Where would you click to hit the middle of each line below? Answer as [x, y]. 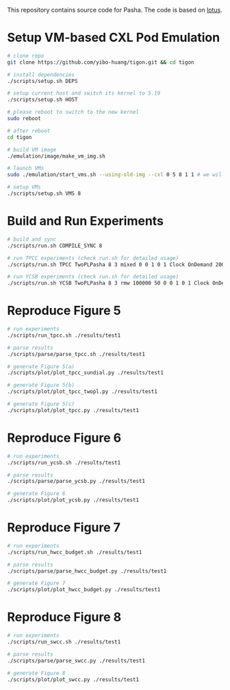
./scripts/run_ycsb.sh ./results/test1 [64, 462]
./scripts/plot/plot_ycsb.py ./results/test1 [73, 500]
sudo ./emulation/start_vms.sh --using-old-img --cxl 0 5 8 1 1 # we [108, 175]
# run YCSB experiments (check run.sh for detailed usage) [93, 277]
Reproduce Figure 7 [64, 528]
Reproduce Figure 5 [64, 311]
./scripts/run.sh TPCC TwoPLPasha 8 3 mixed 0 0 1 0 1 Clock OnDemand [110, 264]
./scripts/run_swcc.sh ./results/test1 [64, 642]
